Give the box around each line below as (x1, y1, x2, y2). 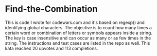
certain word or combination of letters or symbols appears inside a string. (5, 30, 152, 36)
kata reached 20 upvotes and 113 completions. (5, 45, 98, 51)
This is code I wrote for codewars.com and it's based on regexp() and (5, 19, 145, 25)
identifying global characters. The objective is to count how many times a (5, 24, 152, 30)
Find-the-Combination (5, 3, 98, 15)
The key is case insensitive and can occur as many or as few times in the (5, 35, 151, 41)
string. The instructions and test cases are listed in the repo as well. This (5, 40, 150, 46)
